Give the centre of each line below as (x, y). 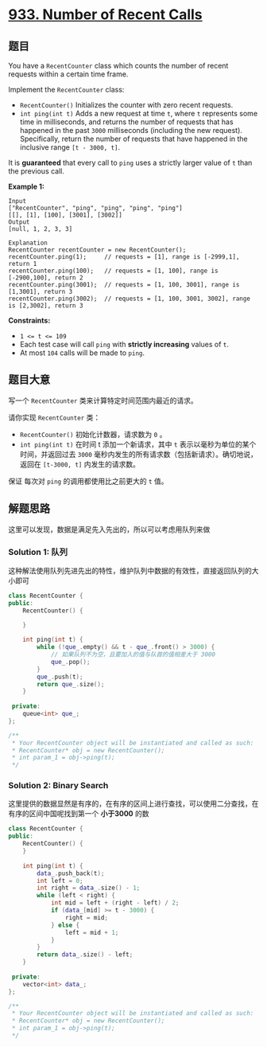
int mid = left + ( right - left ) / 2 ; (115, 903)
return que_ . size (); (71, 684)
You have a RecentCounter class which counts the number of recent (118, 66)
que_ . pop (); (70, 662)
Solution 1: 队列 (38, 552)
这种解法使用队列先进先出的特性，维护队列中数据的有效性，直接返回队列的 (130, 570)
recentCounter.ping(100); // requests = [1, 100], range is (113, 271)
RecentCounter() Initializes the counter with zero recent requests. (126, 105)
